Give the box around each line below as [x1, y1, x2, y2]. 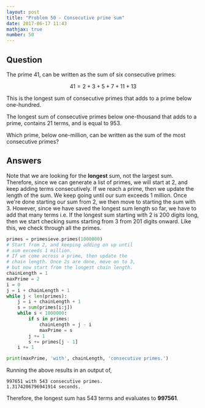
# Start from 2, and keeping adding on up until [6, 242, 133, 248]
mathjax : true [6, 26, 43, 33]
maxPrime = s [39, 327, 72, 333]
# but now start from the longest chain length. [6, 264, 133, 271]
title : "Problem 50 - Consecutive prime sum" [6, 15, 125, 21]
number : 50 [6, 32, 34, 38]
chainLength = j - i [39, 321, 92, 328]
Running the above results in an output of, [6, 366, 112, 374]
